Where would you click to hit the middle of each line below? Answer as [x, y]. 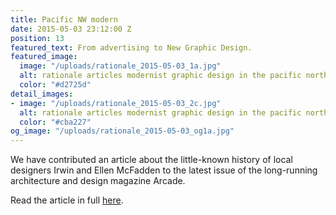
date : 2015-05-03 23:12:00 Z [71, 29]
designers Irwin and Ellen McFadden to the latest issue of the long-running [164, 170]
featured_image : [44, 57]
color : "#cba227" [55, 122]
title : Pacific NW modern [64, 19]
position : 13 [37, 38]
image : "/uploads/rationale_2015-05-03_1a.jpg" [120, 66]
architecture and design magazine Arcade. [98, 181]
